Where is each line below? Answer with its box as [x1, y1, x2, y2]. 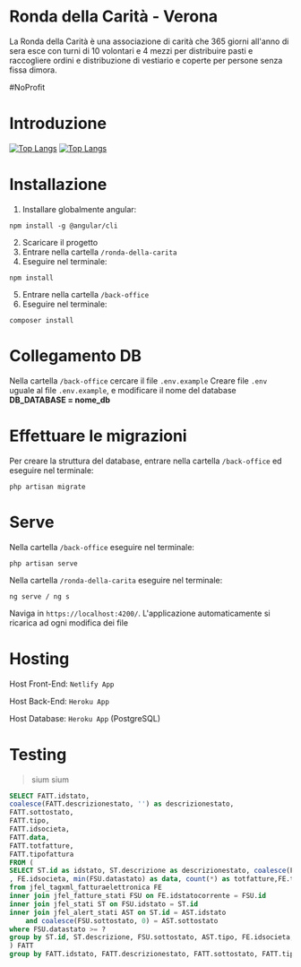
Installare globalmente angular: [21, 203, 137, 214]
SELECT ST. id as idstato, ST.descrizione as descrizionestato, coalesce [9, 867, 287, 876]
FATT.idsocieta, [9, 825, 70, 833]
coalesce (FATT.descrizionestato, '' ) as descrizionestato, [9, 799, 235, 808]
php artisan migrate [9, 482, 87, 491]
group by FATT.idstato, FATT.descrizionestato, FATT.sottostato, [9, 950, 258, 959]
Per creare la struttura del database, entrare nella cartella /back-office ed [9, 455, 282, 466]
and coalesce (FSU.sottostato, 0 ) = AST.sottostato [25, 916, 219, 925]
